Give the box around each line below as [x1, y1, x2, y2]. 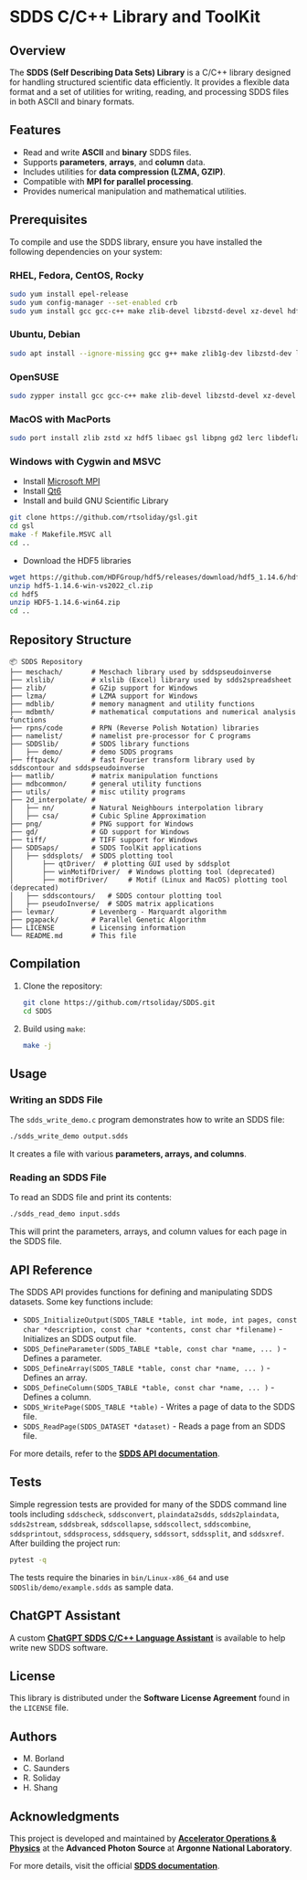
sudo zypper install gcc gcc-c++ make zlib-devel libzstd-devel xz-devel [9, 391, 297, 401]
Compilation [9, 956, 80, 972]
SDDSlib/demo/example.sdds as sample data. [9, 1581, 174, 1592]
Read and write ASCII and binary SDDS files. [22, 146, 192, 157]
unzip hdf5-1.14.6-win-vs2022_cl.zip [9, 581, 153, 590]
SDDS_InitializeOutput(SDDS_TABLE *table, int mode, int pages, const [22, 1315, 298, 1326]
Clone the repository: [22, 980, 103, 991]
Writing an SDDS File [9, 1093, 103, 1106]
